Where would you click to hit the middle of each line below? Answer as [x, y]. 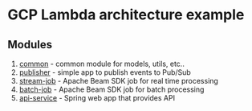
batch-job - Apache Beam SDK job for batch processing [112, 89]
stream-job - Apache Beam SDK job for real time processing [118, 81]
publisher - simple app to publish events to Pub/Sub [105, 72]
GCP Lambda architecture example [126, 15]
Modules [30, 45]
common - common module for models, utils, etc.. [102, 64]
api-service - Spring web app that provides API [97, 98]
